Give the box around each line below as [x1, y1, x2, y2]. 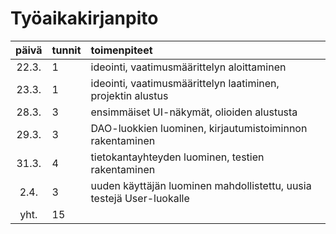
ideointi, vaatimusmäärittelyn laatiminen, [90, 76, 280, 90]
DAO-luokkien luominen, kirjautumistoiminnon [90, 121, 308, 135]
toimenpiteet [90, 43, 153, 57]
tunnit [51, 43, 82, 57]
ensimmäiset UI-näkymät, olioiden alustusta [90, 105, 298, 119]
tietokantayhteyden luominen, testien [90, 150, 265, 164]
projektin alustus [90, 88, 169, 102]
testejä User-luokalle [90, 191, 190, 205]
